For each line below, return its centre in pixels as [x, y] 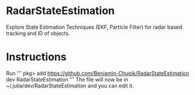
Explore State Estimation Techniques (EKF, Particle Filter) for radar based [94, 27]
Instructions [36, 57]
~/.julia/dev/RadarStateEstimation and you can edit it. [70, 86]
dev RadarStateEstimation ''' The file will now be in [67, 79]
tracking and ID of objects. [38, 33]
